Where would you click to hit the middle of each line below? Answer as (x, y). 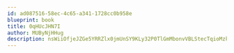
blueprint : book (31, 20)
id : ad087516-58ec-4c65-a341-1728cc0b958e (70, 13)
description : (26, 39)
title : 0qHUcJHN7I (34, 26)
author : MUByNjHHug (36, 33)
